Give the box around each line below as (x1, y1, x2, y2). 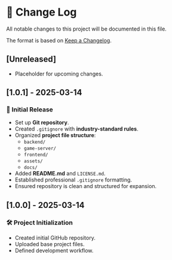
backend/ (23, 139, 46, 146)
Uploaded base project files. (14, 241, 85, 248)
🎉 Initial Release (6, 105, 54, 114)
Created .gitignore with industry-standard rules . (14, 125, 139, 132)
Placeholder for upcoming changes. (14, 70, 103, 77)
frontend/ (23, 152, 49, 158)
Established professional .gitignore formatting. (14, 176, 133, 183)
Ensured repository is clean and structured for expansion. (14, 183, 157, 190)
